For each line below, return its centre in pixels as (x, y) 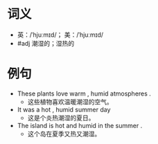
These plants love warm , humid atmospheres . (84, 93)
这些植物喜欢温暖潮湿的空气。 (70, 102)
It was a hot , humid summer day (64, 109)
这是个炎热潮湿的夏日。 (61, 118)
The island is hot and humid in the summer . (80, 125)
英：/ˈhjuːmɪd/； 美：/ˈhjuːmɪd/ (60, 35)
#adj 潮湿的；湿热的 (46, 43)
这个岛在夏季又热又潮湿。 (64, 134)
